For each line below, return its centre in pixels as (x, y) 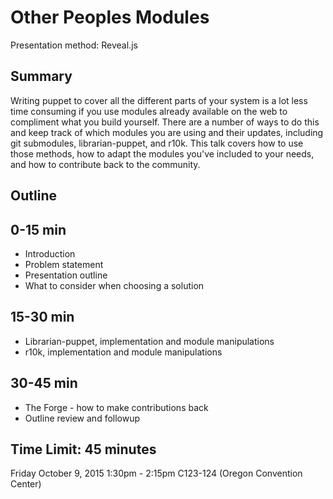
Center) (26, 484)
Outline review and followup (82, 418)
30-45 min (44, 383)
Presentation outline (66, 275)
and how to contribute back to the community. (105, 164)
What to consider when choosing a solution (114, 285)
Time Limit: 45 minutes (83, 449)
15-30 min (42, 317)
